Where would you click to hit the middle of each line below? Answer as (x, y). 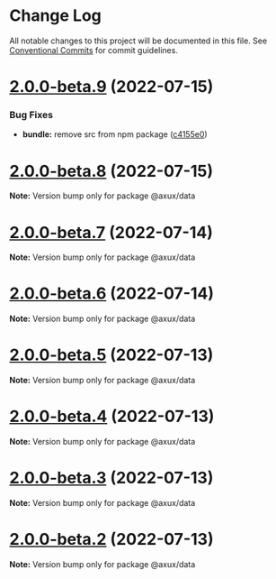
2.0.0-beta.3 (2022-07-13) (111, 478)
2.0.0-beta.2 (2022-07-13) (111, 540)
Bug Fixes (31, 115)
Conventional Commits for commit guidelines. (93, 50)
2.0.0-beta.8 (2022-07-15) (111, 171)
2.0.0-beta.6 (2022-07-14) (111, 294)
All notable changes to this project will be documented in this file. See (138, 41)
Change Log (55, 16)
